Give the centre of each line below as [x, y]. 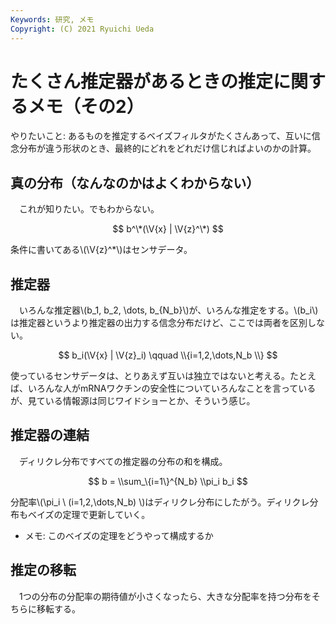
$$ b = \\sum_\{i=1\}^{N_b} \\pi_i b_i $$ [168, 481]
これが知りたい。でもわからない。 [89, 209]
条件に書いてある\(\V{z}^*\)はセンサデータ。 [101, 250]
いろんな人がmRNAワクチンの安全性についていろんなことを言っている [172, 388]
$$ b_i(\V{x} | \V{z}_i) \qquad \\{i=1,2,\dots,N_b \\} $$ [168, 355]
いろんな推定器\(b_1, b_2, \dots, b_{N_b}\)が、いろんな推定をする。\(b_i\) [168, 310]
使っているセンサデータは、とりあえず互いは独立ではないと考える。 [150, 376]
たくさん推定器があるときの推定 [142, 81]
